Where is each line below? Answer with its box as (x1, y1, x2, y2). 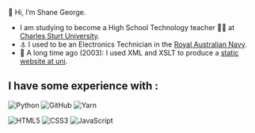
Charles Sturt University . (19, 32, 101, 40)
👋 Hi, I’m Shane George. (8, 8, 86, 17)
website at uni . (19, 56, 68, 66)
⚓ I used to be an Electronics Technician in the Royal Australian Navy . (19, 40, 248, 49)
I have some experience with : (8, 79, 158, 93)
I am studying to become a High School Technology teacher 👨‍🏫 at (19, 23, 235, 32)
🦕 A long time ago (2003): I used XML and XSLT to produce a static (19, 48, 239, 57)
